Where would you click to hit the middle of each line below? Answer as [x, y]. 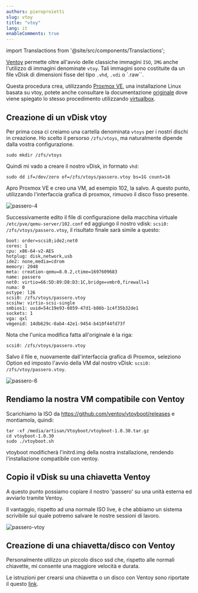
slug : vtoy [20, 17]
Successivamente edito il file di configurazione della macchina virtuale [92, 217]
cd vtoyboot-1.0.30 [30, 436]
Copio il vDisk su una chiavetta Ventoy [78, 477]
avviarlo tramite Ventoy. [35, 498]
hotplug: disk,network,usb [39, 256]
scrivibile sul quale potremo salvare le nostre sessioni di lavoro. [83, 515]
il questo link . [22, 584]
